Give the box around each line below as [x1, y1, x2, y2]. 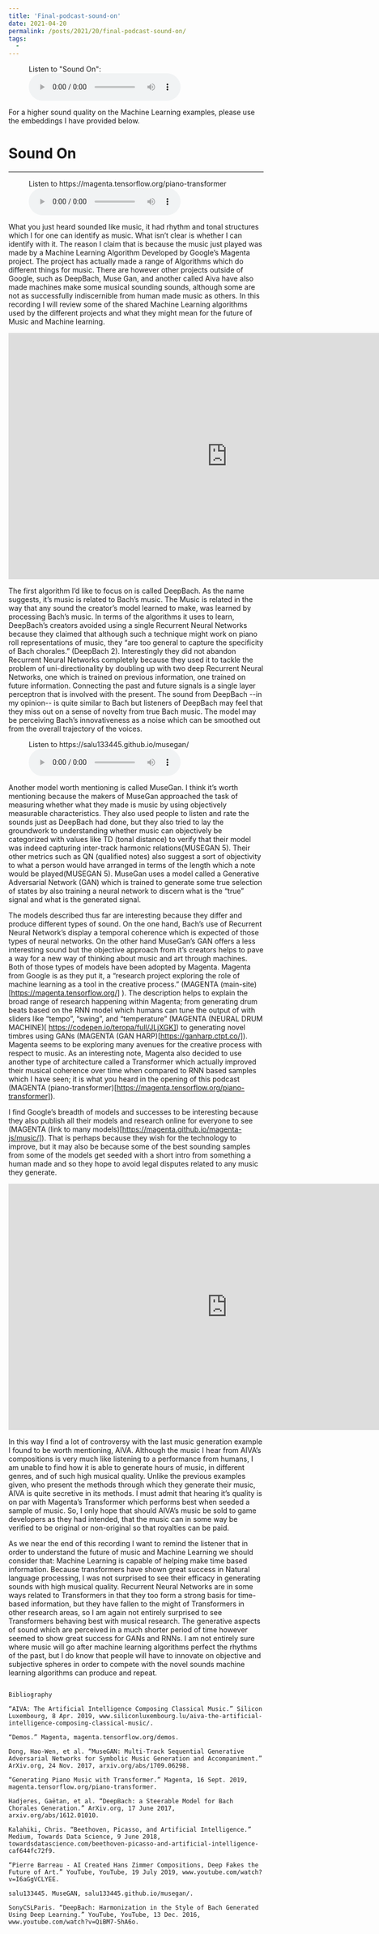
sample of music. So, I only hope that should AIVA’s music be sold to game [8, 1506, 257, 1515]
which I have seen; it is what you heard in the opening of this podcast [8, 1074, 241, 1084]
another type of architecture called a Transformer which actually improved [8, 1057, 257, 1067]
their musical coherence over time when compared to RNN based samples [8, 1066, 257, 1076]
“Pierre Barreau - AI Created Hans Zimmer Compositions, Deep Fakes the [8, 1861, 259, 1870]
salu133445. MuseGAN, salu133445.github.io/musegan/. [8, 1889, 194, 1898]
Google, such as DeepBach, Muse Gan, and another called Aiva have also [8, 273, 253, 284]
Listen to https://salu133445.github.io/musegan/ [28, 740, 189, 750]
